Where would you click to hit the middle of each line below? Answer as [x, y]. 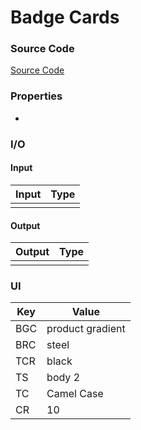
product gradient [86, 329]
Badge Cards [65, 17]
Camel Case [75, 394]
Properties [36, 96]
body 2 [63, 378]
